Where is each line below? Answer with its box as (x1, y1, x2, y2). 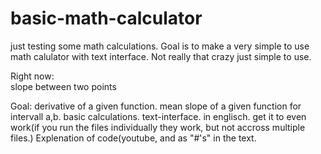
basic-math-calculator (10, 7, 203, 30)
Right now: (10, 70, 55, 82)
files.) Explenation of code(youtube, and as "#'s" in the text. (10, 132, 257, 144)
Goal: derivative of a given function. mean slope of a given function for (10, 100, 302, 112)
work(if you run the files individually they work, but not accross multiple (10, 121, 306, 133)
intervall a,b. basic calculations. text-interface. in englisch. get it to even (10, 110, 307, 122)
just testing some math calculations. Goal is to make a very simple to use (10, 40, 310, 52)
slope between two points (10, 80, 117, 92)
